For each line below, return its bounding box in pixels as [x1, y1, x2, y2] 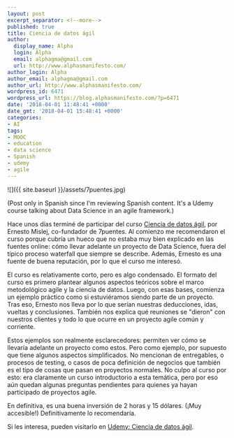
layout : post [7, 10, 45, 17]
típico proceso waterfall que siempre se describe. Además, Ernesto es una [7, 249, 222, 258]
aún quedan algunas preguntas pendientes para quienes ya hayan [7, 380, 198, 388]
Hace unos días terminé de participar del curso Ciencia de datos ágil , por [7, 219, 218, 228]
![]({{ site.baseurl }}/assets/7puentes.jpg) [7, 185, 126, 194]
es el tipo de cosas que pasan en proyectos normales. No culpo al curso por [7, 365, 227, 374]
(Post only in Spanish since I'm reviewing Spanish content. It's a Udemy [7, 198, 214, 207]
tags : [7, 127, 23, 134]
